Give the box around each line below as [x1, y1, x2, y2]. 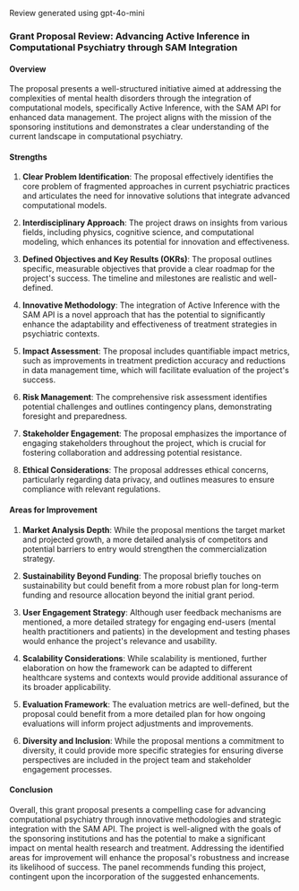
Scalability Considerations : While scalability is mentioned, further [21, 652, 267, 663]
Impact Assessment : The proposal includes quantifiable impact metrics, [21, 345, 290, 357]
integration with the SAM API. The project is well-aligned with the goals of [9, 823, 282, 834]
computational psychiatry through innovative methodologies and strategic [9, 814, 282, 825]
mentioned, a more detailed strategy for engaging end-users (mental [21, 616, 276, 627]
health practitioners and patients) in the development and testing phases [21, 625, 291, 636]
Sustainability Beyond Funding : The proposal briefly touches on [21, 570, 261, 581]
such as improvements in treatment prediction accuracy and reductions [21, 355, 286, 366]
